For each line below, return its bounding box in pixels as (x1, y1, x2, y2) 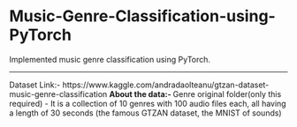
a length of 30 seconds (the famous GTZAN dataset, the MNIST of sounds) (9, 108, 282, 118)
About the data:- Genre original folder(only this (109, 88, 282, 99)
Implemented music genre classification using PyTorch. (9, 54, 210, 64)
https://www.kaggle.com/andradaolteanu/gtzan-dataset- (62, 79, 270, 90)
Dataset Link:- (9, 79, 61, 90)
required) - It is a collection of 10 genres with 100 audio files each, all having (9, 98, 286, 108)
